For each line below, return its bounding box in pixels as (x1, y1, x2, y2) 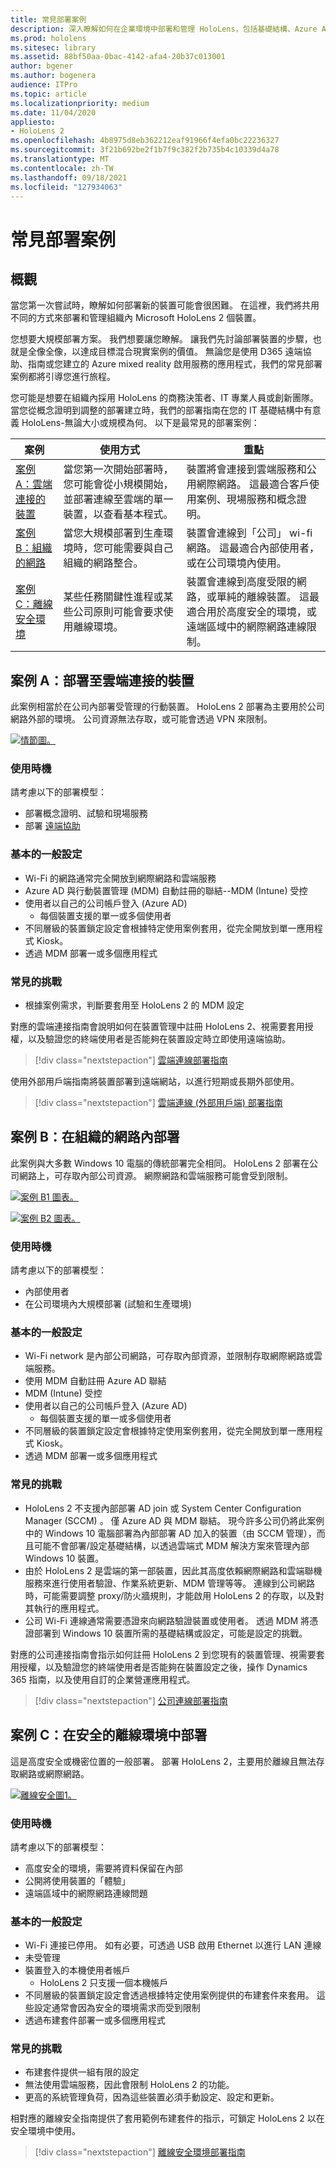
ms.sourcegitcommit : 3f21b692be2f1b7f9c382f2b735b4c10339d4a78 (10, 145, 280, 155)
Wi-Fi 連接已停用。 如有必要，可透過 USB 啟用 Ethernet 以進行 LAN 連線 (24, 1939, 322, 1951)
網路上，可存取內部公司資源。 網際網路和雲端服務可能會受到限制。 (18, 1169, 293, 1181)
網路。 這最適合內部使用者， (186, 541, 320, 555)
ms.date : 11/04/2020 (10, 107, 97, 118)
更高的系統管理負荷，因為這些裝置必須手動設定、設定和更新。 (24, 2091, 280, 2103)
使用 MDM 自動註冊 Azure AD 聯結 (24, 1375, 167, 1387)
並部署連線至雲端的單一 (63, 492, 174, 506)
